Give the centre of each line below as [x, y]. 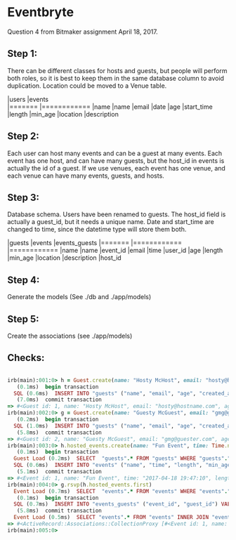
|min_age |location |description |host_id [64, 258]
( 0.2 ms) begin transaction [58, 420]
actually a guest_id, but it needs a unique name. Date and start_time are [111, 222]
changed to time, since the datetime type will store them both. [97, 230]
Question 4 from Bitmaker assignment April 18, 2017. [83, 32]
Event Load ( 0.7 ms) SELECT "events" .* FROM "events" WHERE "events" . [121, 491]
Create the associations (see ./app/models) [70, 336]
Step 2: [24, 137]
